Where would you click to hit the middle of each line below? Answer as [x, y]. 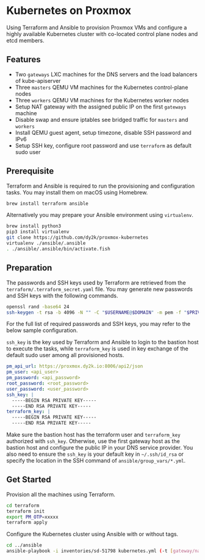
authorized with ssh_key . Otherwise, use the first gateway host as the [93, 441]
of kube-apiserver [38, 80]
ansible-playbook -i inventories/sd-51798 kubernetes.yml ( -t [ [90, 551]
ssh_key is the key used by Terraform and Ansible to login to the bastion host [103, 342]
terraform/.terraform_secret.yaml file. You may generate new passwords [100, 289]
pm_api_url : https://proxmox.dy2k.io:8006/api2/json [75, 366]
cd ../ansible [24, 545]
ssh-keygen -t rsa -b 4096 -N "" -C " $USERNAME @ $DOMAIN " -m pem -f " [97, 312]
